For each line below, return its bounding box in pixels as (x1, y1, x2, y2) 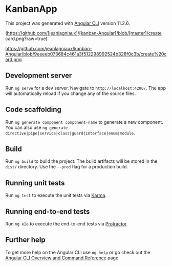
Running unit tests (5, 178, 65, 187)
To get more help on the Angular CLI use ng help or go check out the (5, 249, 150, 255)
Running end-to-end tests (5, 207, 90, 216)
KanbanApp (5, 3, 57, 15)
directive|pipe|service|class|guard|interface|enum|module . (5, 129, 135, 136)
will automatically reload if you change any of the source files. (5, 90, 136, 97)
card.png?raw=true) (5, 35, 48, 42)
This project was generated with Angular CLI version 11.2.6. (5, 20, 131, 26)
